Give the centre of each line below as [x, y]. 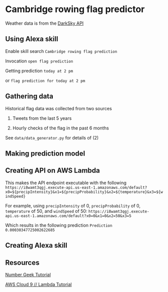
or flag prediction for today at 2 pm [45, 80]
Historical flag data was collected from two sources [59, 108]
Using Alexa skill [32, 39]
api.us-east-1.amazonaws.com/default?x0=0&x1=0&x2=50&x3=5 [68, 216]
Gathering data [29, 96]
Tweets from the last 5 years [42, 118]
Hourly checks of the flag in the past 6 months [61, 128]
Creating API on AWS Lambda [53, 170]
